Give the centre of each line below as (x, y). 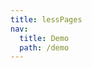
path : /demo (44, 47)
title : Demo (44, 38)
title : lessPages (46, 19)
